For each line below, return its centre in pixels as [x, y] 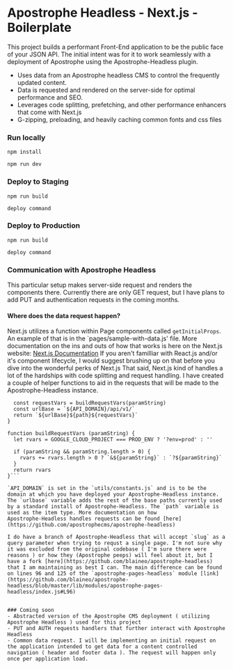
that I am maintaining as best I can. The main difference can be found [115, 568]
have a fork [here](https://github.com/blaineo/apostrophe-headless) [110, 562]
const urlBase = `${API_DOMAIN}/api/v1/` [74, 409]
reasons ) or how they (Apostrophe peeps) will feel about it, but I [110, 556]
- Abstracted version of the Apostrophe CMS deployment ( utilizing [109, 616]
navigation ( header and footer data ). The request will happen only [112, 653]
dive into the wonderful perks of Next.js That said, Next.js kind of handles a [115, 368]
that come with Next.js [49, 112]
